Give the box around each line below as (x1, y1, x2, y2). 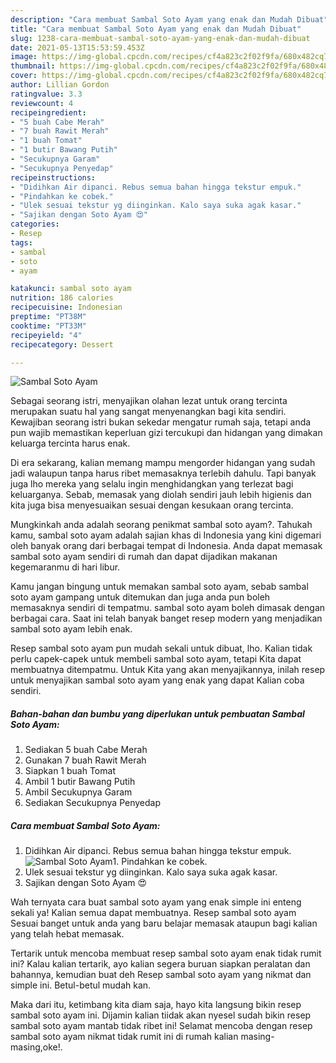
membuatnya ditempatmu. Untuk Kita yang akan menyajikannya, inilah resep (10, 664, 326, 676)
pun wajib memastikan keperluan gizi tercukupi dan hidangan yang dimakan (10, 427, 323, 439)
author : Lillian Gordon (10, 80, 110, 90)
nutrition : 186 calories (10, 293, 114, 303)
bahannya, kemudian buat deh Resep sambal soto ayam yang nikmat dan (10, 969, 312, 981)
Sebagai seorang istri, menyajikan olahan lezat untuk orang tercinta (10, 395, 288, 407)
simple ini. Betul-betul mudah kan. (10, 979, 152, 991)
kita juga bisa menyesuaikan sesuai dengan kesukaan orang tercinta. (10, 499, 294, 511)
